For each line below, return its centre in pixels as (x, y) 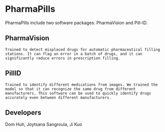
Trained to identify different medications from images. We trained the (82, 85)
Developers (23, 113)
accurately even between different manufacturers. (58, 98)
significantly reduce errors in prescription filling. (63, 58)
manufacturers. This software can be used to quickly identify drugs (78, 93)
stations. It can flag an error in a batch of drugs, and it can (74, 54)
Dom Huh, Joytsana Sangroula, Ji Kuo (44, 125)
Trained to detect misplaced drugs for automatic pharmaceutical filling (83, 49)
